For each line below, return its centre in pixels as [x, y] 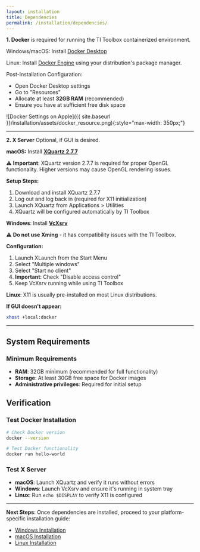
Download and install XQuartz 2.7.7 [57, 193]
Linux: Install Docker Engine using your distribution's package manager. [94, 63]
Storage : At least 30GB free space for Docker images [80, 378]
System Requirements [48, 342]
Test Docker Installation [41, 420]
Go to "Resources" [38, 92]
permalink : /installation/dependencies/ [57, 23]
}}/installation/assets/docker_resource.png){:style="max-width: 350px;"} [96, 123]
